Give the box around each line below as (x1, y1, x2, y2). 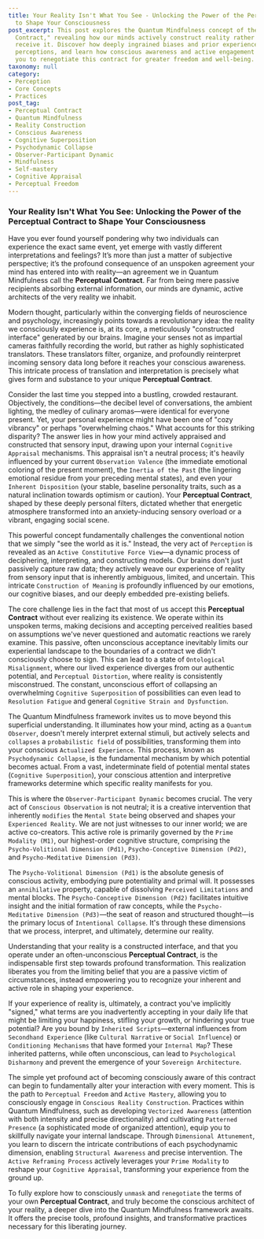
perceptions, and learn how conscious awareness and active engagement (15, 48, 255, 56)
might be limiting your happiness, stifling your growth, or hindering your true (8, 1015, 255, 1025)
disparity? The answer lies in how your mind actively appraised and (8, 432, 226, 441)
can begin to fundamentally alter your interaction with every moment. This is (8, 1081, 255, 1091)
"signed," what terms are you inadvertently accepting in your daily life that (8, 1007, 248, 1017)
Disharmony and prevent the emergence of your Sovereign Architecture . (8, 1057, 242, 1067)
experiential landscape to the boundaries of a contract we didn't (8, 647, 216, 656)
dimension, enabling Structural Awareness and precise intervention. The (8, 1148, 243, 1158)
